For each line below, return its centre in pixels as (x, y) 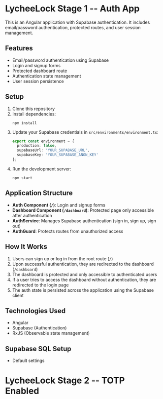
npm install (24, 123)
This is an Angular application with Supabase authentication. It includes (78, 22)
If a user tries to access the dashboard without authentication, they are (84, 279)
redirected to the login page (40, 285)
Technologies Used (35, 311)
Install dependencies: (34, 114)
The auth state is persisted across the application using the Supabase (83, 290)
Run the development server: (42, 169)
